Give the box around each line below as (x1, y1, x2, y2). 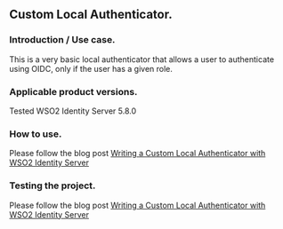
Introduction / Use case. (9, 34, 116, 46)
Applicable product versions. (9, 85, 138, 98)
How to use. (9, 128, 62, 140)
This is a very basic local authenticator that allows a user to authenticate (9, 53, 274, 65)
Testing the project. (9, 179, 96, 192)
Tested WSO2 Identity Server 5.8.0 (9, 106, 137, 116)
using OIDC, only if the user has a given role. (9, 63, 174, 74)
